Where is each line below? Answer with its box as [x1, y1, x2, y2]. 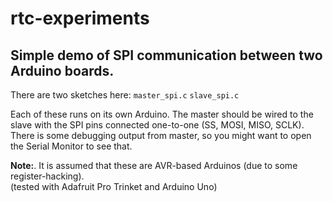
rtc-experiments [10, 7, 150, 30]
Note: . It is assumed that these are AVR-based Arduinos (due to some [10, 160, 298, 171]
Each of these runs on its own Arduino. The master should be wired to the [10, 108, 314, 120]
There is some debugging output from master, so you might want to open [10, 130, 312, 141]
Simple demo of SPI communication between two [10, 47, 323, 64]
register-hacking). [10, 170, 85, 182]
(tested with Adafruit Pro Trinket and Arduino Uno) [10, 181, 218, 192]
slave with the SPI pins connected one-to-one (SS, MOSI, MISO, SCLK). [10, 119, 305, 131]
